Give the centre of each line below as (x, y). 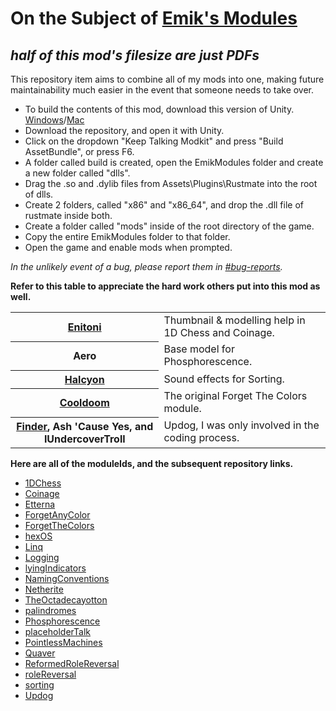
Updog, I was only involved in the (241, 425)
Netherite (44, 589)
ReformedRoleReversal (72, 663)
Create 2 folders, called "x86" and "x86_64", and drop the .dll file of (164, 205)
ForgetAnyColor (57, 514)
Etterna (40, 504)
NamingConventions (67, 578)
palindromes (50, 610)
